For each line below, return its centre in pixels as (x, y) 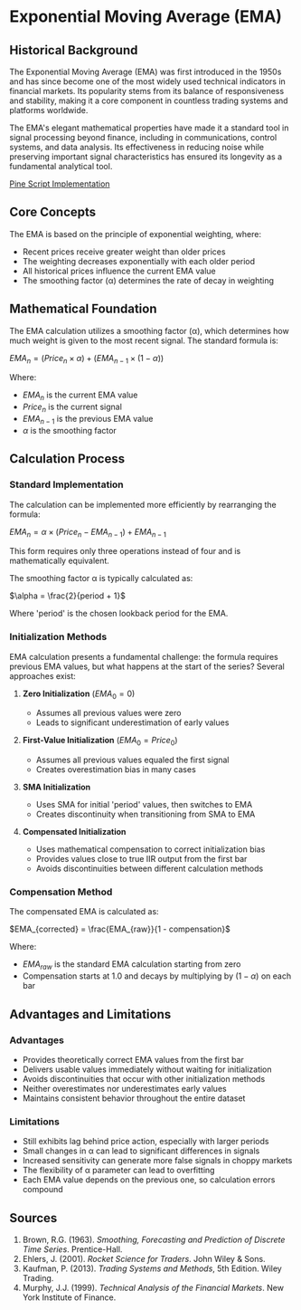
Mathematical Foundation (83, 309)
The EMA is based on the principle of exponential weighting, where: (136, 234)
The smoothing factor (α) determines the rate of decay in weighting (148, 280)
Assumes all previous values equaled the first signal (132, 760)
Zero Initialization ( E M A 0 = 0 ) (79, 694)
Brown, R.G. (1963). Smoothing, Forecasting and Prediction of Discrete (154, 1240)
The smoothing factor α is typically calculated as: (101, 579)
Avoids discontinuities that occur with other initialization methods (144, 1078)
